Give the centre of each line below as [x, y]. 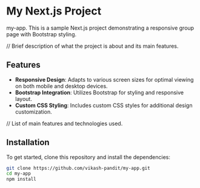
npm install [21, 180]
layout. [23, 99]
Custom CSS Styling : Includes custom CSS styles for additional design [104, 105]
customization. [34, 112]
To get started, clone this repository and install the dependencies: [88, 157]
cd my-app [19, 173]
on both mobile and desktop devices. [61, 86]
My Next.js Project [54, 11]
